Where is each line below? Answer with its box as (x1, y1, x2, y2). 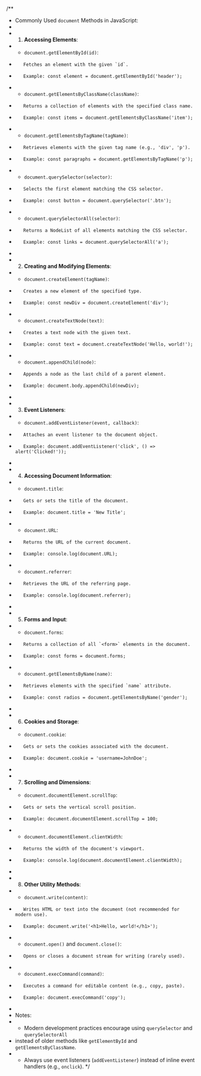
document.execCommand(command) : (23, 970, 104, 977)
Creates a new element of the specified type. (23, 288, 143, 294)
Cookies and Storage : (23, 718, 79, 725)
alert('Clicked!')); (14, 449, 67, 455)
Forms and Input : (23, 616, 68, 623)
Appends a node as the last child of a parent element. (23, 371, 167, 377)
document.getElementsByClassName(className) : (23, 90, 140, 97)
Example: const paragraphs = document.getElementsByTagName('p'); (23, 156, 194, 162)
